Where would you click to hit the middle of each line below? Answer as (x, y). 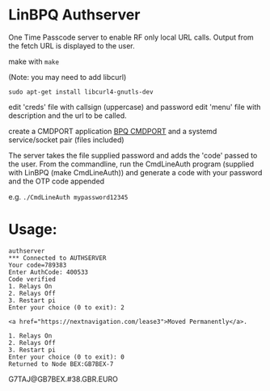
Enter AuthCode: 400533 (49, 272)
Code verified (32, 279)
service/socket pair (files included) (66, 140)
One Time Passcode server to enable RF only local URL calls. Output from (131, 37)
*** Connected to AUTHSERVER (57, 258)
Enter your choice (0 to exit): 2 (67, 307)
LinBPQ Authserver (74, 15)
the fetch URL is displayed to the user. (72, 45)
